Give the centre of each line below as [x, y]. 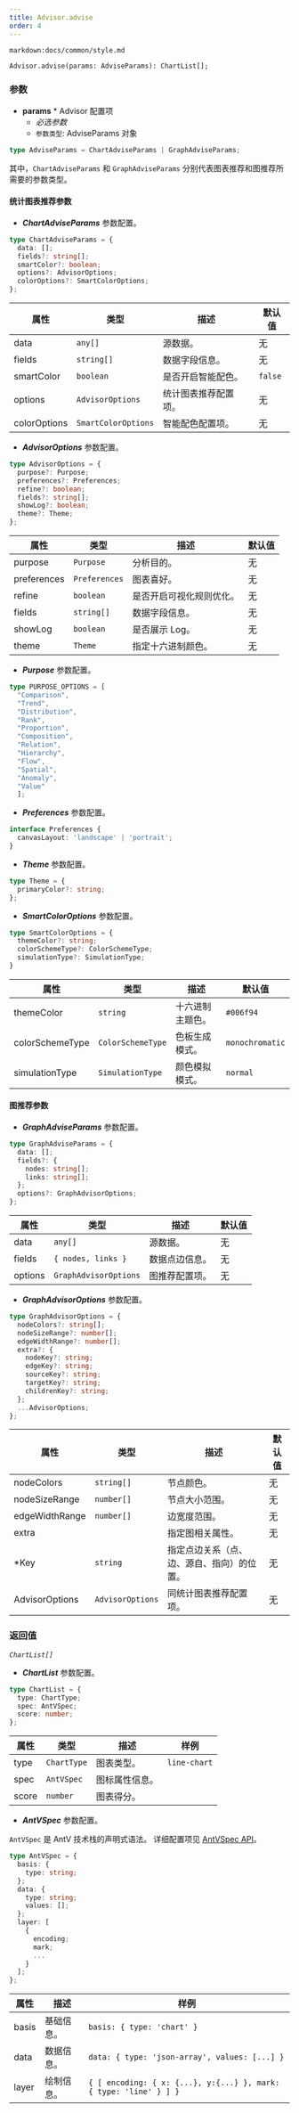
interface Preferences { [55, 829]
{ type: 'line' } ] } [134, 2092]
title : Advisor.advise [51, 17]
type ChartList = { [45, 1689]
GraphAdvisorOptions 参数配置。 [85, 1300]
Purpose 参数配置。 [59, 670]
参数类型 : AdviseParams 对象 [86, 133]
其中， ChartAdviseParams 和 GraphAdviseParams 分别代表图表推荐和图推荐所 [147, 168]
